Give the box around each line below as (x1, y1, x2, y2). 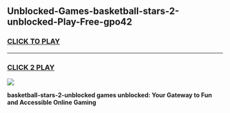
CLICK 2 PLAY (7, 62, 55, 72)
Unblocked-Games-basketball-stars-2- (7, 5, 179, 17)
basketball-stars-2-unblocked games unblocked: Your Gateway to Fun (7, 90, 212, 99)
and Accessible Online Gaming (7, 98, 97, 106)
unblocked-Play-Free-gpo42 (7, 16, 132, 28)
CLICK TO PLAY (7, 37, 60, 47)
